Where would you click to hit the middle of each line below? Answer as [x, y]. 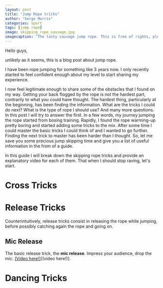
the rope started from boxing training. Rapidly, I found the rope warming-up [81, 120]
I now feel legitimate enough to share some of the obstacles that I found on [80, 89]
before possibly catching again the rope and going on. [59, 226]
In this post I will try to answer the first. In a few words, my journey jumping [80, 115]
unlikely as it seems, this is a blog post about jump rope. [61, 60]
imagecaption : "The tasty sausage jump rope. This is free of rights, [78, 37]
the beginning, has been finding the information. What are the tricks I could [80, 105]
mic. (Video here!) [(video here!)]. [38, 258]
